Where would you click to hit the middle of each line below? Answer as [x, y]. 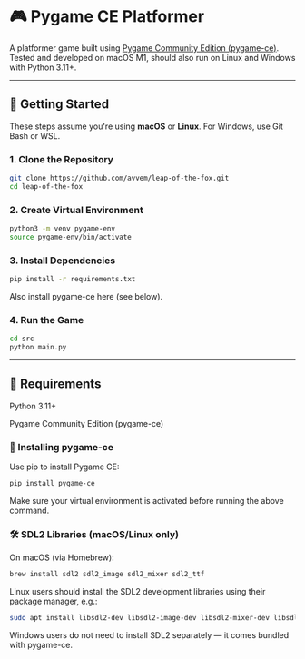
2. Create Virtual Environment [76, 210]
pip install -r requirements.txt [73, 280]
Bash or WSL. [35, 135]
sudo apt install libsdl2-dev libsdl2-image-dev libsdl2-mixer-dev [140, 618]
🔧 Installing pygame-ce [61, 447]
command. [30, 511]
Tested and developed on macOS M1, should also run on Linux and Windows [152, 57]
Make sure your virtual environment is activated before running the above [147, 501]
